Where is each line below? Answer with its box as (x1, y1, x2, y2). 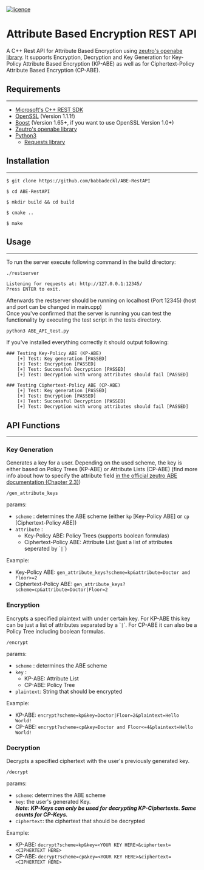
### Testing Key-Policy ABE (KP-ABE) (6, 350, 102, 357)
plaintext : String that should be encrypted (15, 688, 123, 695)
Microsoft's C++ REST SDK (15, 106, 84, 113)
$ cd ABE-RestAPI (6, 188, 50, 195)
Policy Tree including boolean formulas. (6, 627, 106, 635)
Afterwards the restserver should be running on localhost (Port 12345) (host (6, 297, 196, 304)
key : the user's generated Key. (15, 798, 91, 806)
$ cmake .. (6, 210, 34, 216)
